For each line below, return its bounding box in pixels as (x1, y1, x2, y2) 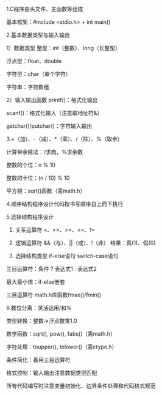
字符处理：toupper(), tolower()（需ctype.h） (6, 343, 118, 350)
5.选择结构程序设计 (6, 213, 54, 220)
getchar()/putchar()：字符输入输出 (6, 122, 93, 130)
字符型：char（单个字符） (6, 70, 71, 78)
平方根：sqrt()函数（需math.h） (6, 187, 86, 194)
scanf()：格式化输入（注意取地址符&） (6, 109, 103, 116)
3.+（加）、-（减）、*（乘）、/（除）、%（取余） (6, 135, 123, 142)
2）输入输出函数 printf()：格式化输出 (6, 97, 98, 103)
